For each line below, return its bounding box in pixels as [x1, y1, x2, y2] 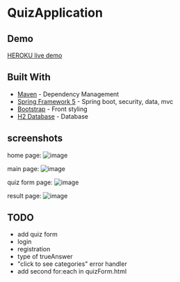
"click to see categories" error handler [17, 260, 127, 268]
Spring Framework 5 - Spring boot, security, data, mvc [17, 97, 174, 105]
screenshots [7, 133, 63, 144]
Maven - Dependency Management [17, 89, 120, 98]
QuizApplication [7, 5, 103, 21]
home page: [7, 151, 42, 159]
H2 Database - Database [17, 112, 89, 120]
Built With [7, 71, 51, 83]
